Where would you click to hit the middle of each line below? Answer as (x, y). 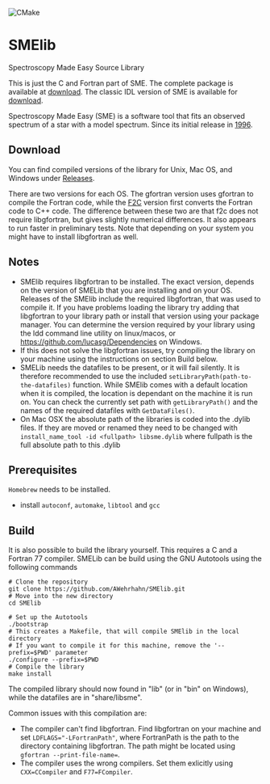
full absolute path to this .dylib (70, 445)
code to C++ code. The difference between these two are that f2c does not (133, 211)
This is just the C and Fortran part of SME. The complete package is (121, 83)
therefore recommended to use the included (93, 376)
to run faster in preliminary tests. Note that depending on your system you (131, 228)
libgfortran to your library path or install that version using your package (139, 316)
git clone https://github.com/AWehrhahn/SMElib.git (97, 589)
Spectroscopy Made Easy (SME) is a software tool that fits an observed (127, 116)
